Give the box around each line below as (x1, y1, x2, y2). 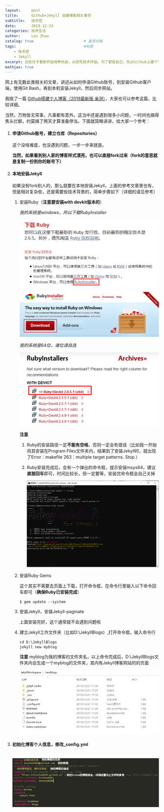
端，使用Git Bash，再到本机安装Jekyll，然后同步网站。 (5, 85, 115, 91)
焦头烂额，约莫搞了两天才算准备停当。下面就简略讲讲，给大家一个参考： (5, 118, 150, 124)
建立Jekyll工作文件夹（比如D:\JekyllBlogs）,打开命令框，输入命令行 (19, 629, 156, 635)
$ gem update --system (19, 599, 66, 604)
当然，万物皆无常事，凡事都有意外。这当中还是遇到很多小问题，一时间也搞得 (5, 112, 159, 118)
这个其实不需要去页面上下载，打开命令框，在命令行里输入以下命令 (19, 583, 152, 589)
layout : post (5, 8, 41, 13)
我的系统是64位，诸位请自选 (19, 342, 77, 348)
